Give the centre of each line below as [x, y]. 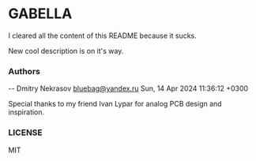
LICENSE [26, 133]
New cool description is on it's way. [66, 51]
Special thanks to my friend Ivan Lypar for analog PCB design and [115, 104]
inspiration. [26, 112]
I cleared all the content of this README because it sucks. [103, 36]
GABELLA [40, 14]
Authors [24, 71]
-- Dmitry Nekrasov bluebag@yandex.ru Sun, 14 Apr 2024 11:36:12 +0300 [128, 88]
